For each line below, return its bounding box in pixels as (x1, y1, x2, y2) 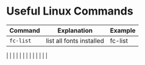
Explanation (57, 26, 93, 35)
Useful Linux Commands (6, 4, 133, 18)
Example (110, 26, 136, 35)
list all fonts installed (46, 36, 105, 45)
